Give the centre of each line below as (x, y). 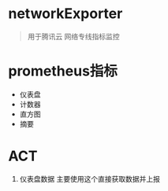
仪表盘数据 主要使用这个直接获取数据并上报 (90, 178)
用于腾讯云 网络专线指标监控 (73, 36)
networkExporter (65, 14)
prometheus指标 (63, 71)
